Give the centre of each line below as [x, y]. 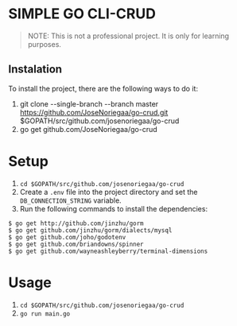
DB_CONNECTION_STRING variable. [70, 200]
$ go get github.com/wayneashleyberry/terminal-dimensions [108, 251]
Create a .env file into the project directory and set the [109, 192]
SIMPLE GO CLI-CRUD [82, 14]
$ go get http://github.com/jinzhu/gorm [76, 223]
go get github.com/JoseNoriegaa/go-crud [88, 129]
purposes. [45, 44]
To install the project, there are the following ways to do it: [103, 88]
